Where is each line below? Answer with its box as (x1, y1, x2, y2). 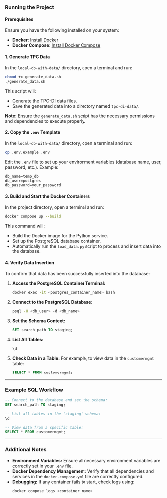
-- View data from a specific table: (5, 425, 83, 430)
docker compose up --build (5, 214, 61, 219)
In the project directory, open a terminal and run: (5, 204, 104, 210)
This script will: (5, 88, 36, 94)
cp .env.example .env (5, 150, 50, 155)
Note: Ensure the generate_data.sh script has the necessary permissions (5, 113, 155, 119)
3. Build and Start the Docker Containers (5, 193, 90, 199)
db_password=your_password (5, 183, 61, 188)
